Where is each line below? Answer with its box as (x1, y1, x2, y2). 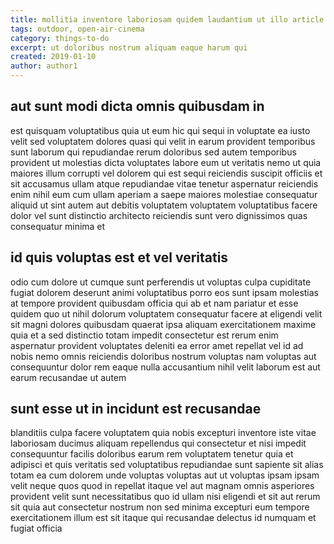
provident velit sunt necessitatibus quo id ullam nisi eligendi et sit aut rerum (10, 491, 321, 503)
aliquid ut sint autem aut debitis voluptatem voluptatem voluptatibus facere (10, 199, 318, 211)
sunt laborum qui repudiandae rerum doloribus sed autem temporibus (10, 146, 297, 158)
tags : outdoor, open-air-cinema (10, 24, 145, 34)
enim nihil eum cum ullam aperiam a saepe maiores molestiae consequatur (10, 188, 318, 200)
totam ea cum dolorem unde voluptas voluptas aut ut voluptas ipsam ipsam (10, 469, 320, 481)
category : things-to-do (10, 33, 110, 43)
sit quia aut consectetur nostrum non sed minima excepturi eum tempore (10, 501, 310, 513)
